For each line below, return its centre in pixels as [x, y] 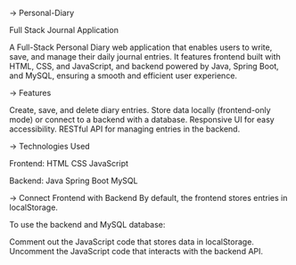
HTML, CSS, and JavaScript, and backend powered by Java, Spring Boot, [144, 66]
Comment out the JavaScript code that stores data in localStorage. [132, 242]
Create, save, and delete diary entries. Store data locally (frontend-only [140, 110]
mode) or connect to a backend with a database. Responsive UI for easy [142, 120]
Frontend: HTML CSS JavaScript [69, 163]
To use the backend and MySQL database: [87, 225]
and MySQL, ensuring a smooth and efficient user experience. [123, 76]
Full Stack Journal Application [64, 30]
